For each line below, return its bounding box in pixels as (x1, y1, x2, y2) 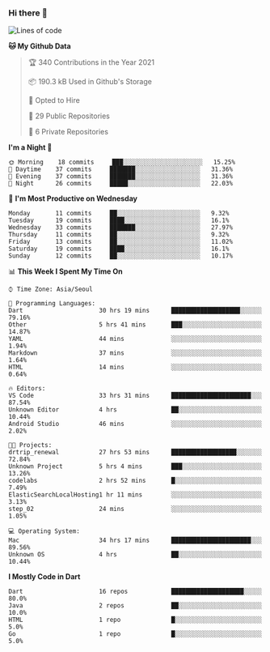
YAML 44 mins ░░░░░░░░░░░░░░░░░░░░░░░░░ (8, 335, 263, 343)
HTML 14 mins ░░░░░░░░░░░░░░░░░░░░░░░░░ (8, 364, 263, 372)
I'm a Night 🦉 (8, 143, 53, 152)
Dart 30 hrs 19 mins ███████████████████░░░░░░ (8, 307, 263, 315)
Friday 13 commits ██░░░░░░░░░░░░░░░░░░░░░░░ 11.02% (8, 238, 233, 246)
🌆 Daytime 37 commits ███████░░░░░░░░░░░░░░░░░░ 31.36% (8, 165, 233, 173)
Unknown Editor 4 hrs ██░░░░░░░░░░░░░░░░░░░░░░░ (8, 406, 263, 414)
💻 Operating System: (8, 527, 81, 535)
